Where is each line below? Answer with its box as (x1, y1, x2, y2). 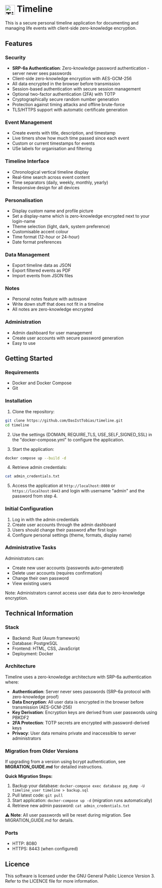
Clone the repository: (12, 408, 55, 414)
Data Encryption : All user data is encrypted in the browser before (12, 699, 144, 705)
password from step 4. (12, 493, 58, 499)
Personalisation (5, 197, 43, 203)
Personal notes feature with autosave (12, 296, 87, 302)
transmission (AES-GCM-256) (12, 704, 72, 710)
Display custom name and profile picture (12, 208, 94, 214)
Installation (5, 398, 33, 404)
